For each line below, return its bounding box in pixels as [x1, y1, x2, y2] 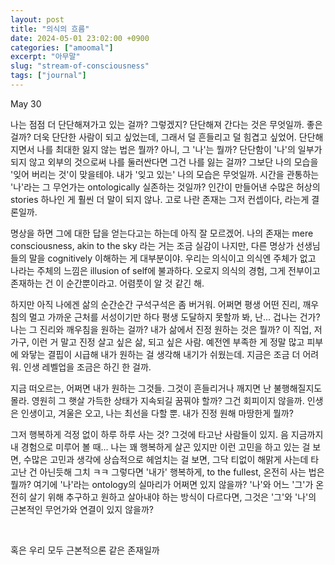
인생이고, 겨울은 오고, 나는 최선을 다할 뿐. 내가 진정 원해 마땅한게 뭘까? [20, 407, 294, 419]
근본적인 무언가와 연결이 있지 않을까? [10, 503, 154, 515]
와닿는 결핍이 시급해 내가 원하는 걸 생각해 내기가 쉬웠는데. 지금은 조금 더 [20, 348, 301, 360]
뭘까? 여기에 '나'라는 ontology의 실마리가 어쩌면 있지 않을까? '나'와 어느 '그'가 [10, 478, 314, 490]
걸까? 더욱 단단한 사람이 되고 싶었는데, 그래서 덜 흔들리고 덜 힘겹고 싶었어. [10, 131, 297, 143]
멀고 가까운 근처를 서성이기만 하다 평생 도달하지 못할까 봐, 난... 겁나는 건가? [28, 311, 321, 323]
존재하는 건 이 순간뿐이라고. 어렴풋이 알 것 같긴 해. [10, 277, 205, 289]
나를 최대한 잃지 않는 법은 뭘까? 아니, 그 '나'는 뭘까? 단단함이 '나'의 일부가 [36, 143, 323, 155]
